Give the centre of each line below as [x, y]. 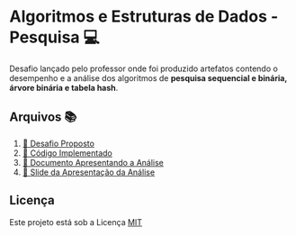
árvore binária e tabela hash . [64, 87]
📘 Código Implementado [67, 153]
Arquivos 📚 [43, 118]
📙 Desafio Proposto [58, 143]
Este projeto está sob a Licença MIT [76, 222]
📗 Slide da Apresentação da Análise [89, 172]
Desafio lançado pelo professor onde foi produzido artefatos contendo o [144, 68]
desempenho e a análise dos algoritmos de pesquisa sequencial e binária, [148, 77]
